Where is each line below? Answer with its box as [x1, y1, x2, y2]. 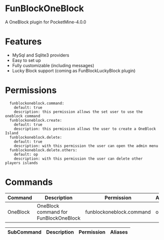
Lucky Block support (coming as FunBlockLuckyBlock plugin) [12, 68, 136, 74]
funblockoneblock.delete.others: [9, 148, 78, 152]
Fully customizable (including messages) [12, 62, 94, 68]
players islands [5, 160, 38, 166]
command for [37, 208, 68, 215]
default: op [14, 152, 38, 157]
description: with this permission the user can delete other [14, 156, 143, 161]
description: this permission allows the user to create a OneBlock [14, 126, 156, 131]
